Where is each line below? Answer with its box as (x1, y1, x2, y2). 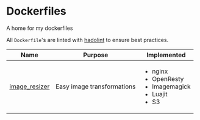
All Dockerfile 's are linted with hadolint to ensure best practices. (6, 36, 169, 43)
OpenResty (152, 74, 184, 83)
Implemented (146, 51, 186, 59)
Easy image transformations (55, 82, 136, 91)
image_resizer (9, 82, 50, 91)
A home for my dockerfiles (6, 24, 73, 32)
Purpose (83, 51, 109, 59)
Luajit (152, 90, 168, 98)
